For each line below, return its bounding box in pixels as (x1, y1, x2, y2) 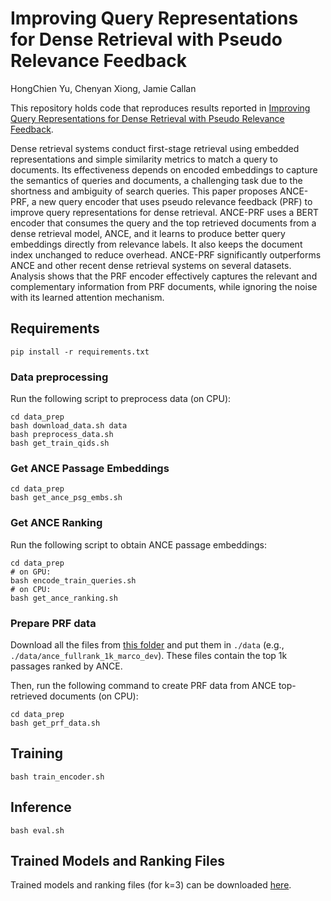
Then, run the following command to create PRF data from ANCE (10, 679, 277, 691)
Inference (10, 799, 72, 816)
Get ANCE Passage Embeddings (10, 461, 170, 475)
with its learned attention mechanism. (10, 291, 165, 303)
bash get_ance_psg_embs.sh (10, 493, 123, 503)
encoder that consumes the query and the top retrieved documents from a (10, 217, 317, 229)
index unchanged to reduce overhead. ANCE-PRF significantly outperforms (10, 248, 322, 261)
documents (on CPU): (49, 690, 139, 702)
